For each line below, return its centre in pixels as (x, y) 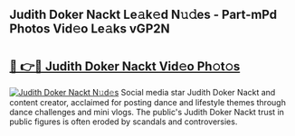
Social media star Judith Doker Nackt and (198, 92)
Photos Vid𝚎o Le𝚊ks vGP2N (90, 29)
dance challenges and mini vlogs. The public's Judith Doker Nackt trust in (147, 112)
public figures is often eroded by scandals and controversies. (124, 122)
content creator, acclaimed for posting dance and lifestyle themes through (148, 102)
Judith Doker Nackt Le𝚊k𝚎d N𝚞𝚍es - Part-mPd (143, 15)
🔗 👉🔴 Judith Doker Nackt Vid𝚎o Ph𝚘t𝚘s (125, 66)
